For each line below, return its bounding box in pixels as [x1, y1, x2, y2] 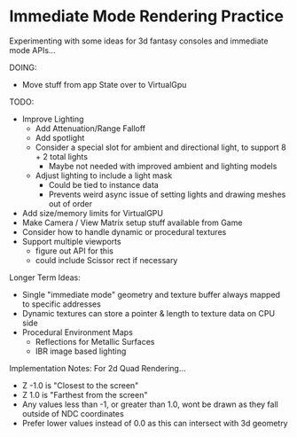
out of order [48, 198, 93, 209]
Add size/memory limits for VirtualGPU [21, 207, 164, 218]
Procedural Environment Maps [21, 326, 133, 338]
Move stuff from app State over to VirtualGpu [21, 79, 187, 90]
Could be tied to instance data [48, 179, 160, 190]
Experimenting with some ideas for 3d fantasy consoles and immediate [9, 35, 269, 46]
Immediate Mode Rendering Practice [9, 6, 284, 27]
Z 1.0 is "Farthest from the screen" [21, 389, 148, 400]
